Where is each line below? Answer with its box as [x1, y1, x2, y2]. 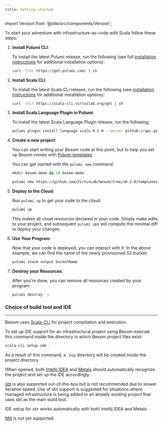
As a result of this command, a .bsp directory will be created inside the [5, 352, 147, 358]
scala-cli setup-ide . [5, 343, 51, 348]
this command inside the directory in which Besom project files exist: [5, 333, 143, 340]
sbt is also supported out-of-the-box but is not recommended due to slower [5, 381, 157, 387]
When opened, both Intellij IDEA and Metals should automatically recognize [5, 366, 155, 372]
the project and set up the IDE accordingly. [5, 372, 91, 377]
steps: [5, 35, 17, 41]
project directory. [5, 357, 40, 363]
